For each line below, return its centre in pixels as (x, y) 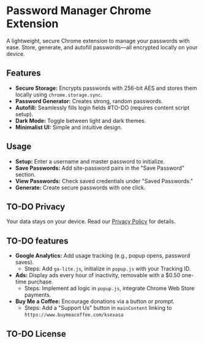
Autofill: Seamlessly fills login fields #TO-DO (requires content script (102, 108)
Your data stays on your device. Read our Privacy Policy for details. (91, 221)
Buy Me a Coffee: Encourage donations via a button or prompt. (95, 301)
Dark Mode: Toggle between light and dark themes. (81, 120)
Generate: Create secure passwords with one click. (80, 187)
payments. (38, 295)
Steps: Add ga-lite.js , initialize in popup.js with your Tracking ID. (108, 269)
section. (25, 174)
